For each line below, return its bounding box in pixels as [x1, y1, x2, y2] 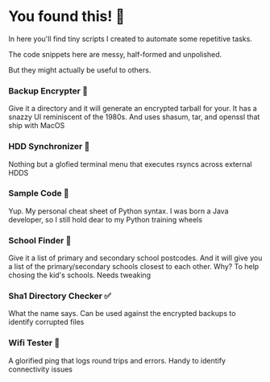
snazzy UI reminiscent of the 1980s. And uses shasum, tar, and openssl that [8, 112, 260, 122]
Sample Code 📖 [8, 188, 70, 199]
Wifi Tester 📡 [8, 338, 60, 349]
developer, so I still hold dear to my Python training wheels [8, 214, 203, 224]
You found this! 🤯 [8, 7, 125, 26]
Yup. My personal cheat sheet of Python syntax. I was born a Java [8, 206, 229, 216]
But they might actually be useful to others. [8, 64, 152, 75]
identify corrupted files [8, 318, 85, 327]
